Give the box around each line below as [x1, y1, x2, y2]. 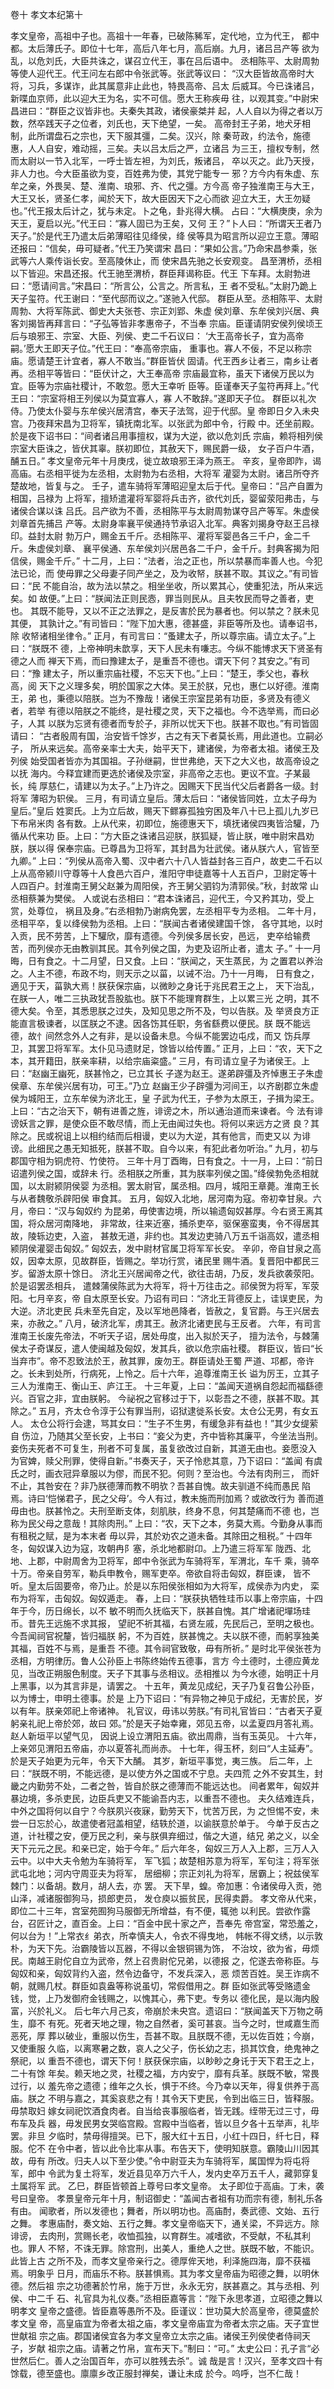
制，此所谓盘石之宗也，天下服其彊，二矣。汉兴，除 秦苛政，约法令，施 [10, 130, 302, 142]
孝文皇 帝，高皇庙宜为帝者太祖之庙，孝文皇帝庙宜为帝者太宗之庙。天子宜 [10, 2318, 311, 2329]
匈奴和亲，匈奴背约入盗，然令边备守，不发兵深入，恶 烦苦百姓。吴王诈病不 [10, 1968, 320, 1979]
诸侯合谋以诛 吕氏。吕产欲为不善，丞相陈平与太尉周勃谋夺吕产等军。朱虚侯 [10, 505, 320, 517]
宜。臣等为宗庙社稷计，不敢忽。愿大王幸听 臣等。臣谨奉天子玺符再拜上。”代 [10, 380, 320, 392]
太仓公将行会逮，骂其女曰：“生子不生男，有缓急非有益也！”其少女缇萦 [29, 1418, 319, 1429]
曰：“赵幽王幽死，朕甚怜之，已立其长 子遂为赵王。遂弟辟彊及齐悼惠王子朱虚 [10, 1068, 324, 1079]
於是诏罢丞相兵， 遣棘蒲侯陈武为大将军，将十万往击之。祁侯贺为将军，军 [10, 1280, 311, 1292]
